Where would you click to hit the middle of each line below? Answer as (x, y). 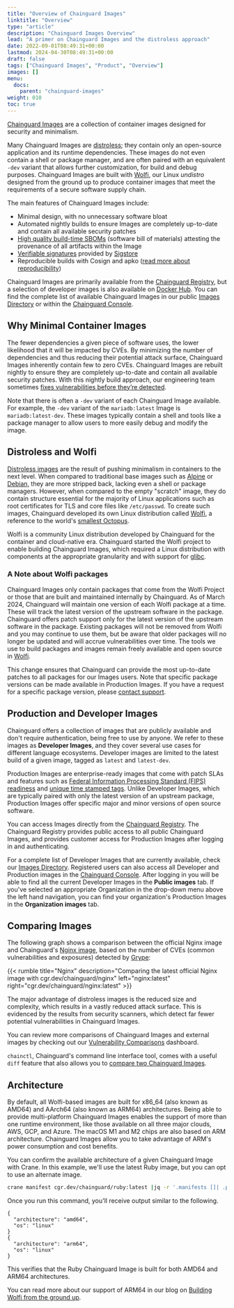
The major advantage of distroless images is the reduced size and (102, 999)
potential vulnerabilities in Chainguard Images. (74, 1022)
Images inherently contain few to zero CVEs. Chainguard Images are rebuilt (115, 365)
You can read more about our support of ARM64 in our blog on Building (110, 1290)
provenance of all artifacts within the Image (79, 246)
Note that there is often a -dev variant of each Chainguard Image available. (114, 400)
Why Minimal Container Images (77, 326)
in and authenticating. (38, 846)
